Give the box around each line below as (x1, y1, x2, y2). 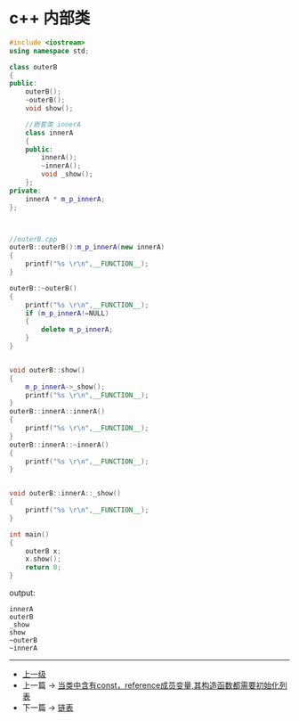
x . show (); (25, 554, 62, 564)
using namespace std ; (9, 46, 90, 55)
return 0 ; (25, 563, 62, 572)
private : (9, 186, 42, 195)
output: (9, 587, 36, 598)
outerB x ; (25, 546, 62, 555)
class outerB (9, 62, 58, 71)
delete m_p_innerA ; (41, 325, 114, 334)
